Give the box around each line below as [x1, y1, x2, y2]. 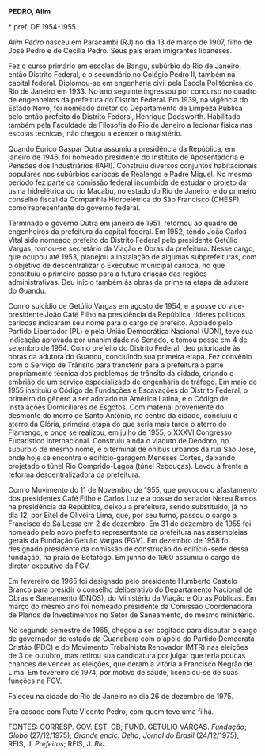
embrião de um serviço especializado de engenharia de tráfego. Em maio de [8, 377, 257, 386]
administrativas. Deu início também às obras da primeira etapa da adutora [8, 278, 249, 286]
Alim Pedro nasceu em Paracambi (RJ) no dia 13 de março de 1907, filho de [8, 37, 252, 47]
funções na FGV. [8, 676, 62, 685]
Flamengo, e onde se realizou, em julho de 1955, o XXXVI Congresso [8, 428, 232, 437]
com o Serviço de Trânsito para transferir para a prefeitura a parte [8, 360, 224, 370]
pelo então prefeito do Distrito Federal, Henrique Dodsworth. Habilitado [8, 112, 241, 121]
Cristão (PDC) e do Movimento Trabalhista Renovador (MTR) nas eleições [8, 643, 248, 651]
